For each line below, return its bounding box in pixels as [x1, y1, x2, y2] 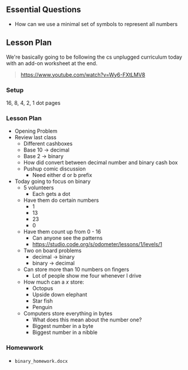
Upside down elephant [32, 291, 87, 298]
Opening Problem [14, 127, 58, 135]
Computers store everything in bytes [23, 310, 113, 317]
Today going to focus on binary [14, 178, 91, 185]
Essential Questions [6, 5, 81, 15]
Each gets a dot [32, 191, 71, 198]
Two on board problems [23, 247, 82, 254]
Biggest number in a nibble [32, 329, 98, 336]
